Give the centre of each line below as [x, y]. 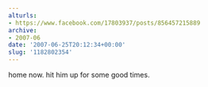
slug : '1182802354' [40, 52]
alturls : [23, 15]
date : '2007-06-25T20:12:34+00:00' [67, 45]
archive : [23, 30]
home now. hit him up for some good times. [79, 75]
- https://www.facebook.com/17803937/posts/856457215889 [104, 23]
